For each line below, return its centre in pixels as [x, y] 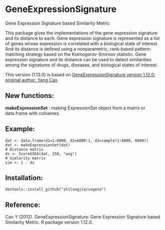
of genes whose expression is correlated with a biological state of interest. [82, 43]
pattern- [143, 49]
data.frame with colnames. [33, 113]
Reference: [23, 205]
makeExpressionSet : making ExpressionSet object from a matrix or [75, 108]
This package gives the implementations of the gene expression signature [81, 33]
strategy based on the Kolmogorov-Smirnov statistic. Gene [86, 54]
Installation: [24, 178]
